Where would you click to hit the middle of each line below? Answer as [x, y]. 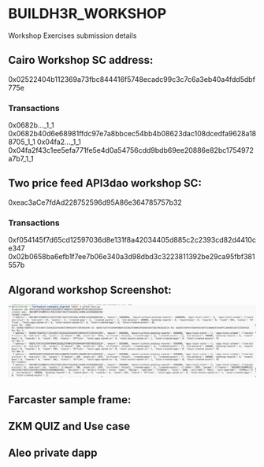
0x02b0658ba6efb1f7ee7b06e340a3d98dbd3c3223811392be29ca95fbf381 [132, 257]
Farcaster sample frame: [70, 400]
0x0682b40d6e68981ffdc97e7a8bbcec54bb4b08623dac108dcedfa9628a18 [132, 134]
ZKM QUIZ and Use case [69, 426]
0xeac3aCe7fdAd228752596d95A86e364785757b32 [95, 202]
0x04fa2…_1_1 [59, 142]
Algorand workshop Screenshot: [90, 289]
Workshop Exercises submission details [73, 35]
